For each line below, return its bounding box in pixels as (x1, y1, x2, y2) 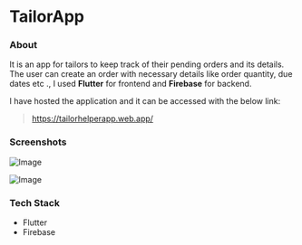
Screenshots (9, 136, 67, 148)
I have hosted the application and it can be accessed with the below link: (9, 96, 281, 107)
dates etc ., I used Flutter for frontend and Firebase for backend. (9, 79, 252, 90)
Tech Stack (9, 196, 61, 209)
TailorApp (9, 6, 84, 27)
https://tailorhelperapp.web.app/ (31, 113, 154, 124)
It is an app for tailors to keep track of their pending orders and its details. (9, 59, 285, 70)
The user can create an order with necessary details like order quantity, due (9, 69, 293, 80)
